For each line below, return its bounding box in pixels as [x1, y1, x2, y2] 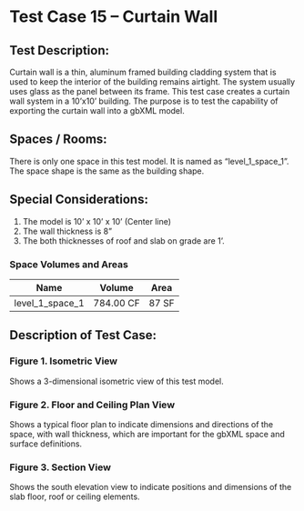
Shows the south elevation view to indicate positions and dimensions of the [9, 482, 292, 493]
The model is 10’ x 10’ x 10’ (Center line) [22, 215, 171, 226]
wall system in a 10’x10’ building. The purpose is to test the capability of [9, 95, 279, 106]
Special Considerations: [9, 192, 148, 207]
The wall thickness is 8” [22, 225, 112, 236]
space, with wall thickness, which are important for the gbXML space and [9, 428, 285, 439]
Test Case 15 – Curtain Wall [9, 6, 218, 27]
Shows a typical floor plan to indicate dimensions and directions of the [9, 418, 274, 429]
